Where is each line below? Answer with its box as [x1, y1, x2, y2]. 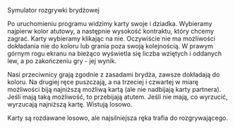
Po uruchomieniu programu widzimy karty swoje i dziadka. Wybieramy [7, 20, 213, 27]
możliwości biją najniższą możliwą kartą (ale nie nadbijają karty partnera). [7, 86, 222, 93]
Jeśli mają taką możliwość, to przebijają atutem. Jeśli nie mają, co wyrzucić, [7, 93, 228, 101]
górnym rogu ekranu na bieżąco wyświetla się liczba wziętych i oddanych [7, 49, 222, 57]
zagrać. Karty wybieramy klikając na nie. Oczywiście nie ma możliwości [7, 34, 216, 43]
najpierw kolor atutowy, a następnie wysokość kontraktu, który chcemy [7, 27, 215, 35]
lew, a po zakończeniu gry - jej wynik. [7, 57, 117, 65]
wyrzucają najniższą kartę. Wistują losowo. [7, 100, 133, 108]
